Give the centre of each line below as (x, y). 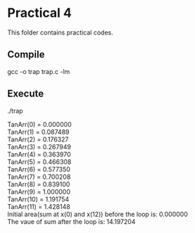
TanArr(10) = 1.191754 (38, 199)
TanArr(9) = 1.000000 (39, 191)
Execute (26, 94)
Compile (26, 55)
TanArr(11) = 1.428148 (39, 206)
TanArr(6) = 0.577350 (39, 169)
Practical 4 (39, 13)
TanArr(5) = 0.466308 (39, 162)
